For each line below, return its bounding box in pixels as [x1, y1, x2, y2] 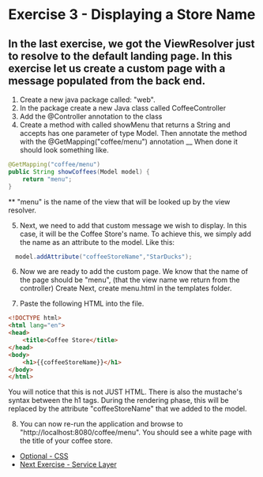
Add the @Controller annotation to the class [19, 112, 163, 121]
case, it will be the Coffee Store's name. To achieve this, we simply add [19, 229, 251, 238]
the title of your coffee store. [19, 436, 113, 445]
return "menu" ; [22, 175, 73, 183]
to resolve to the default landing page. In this [8, 49, 233, 62]
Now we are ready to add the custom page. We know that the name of [19, 267, 249, 276]
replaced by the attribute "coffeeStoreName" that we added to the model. [8, 404, 247, 414]
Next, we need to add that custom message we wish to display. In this [19, 220, 247, 230]
